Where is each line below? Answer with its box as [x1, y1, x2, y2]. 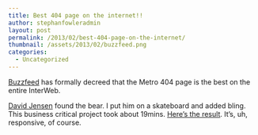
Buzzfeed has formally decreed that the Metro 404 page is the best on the [8, 77, 251, 87]
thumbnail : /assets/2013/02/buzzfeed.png [8, 41, 147, 49]
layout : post [8, 26, 51, 34]
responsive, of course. [8, 118, 82, 127]
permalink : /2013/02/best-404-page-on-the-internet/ [8, 33, 186, 42]
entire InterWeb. [8, 85, 61, 95]
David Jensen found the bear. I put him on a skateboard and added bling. [8, 100, 246, 111]
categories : [8, 48, 47, 56]
